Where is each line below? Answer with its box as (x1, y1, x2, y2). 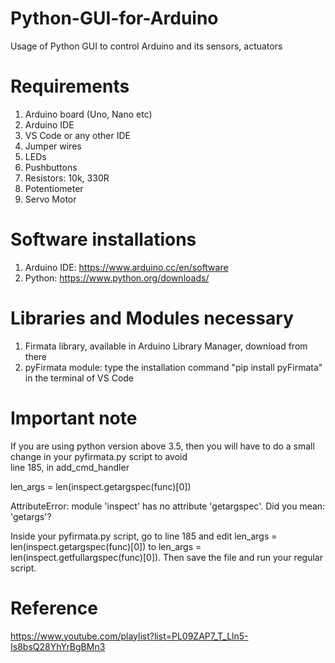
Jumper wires (24, 140, 82, 152)
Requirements (10, 75, 130, 98)
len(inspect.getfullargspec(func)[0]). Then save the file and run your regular (10, 551, 323, 563)
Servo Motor (24, 193, 77, 205)
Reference (10, 597, 98, 619)
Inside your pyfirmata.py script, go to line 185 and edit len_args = (10, 530, 278, 542)
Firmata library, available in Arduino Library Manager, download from (24, 340, 308, 352)
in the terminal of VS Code (24, 372, 135, 384)
